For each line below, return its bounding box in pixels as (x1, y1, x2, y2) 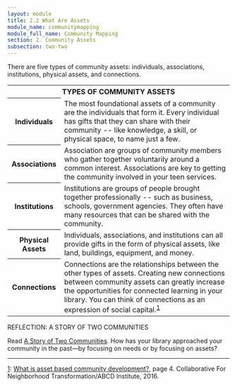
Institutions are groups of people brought (63, 183, 200, 193)
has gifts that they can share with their (63, 116, 191, 126)
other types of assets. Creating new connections (63, 268, 226, 278)
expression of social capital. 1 (63, 303, 161, 314)
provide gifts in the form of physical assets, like (63, 239, 220, 249)
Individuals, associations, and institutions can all (63, 230, 224, 240)
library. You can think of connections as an (63, 294, 206, 304)
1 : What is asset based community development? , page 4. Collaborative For (7, 364, 226, 373)
